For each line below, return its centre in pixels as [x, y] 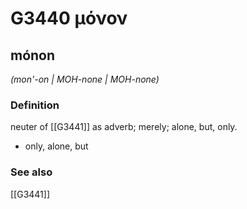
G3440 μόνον [69, 18]
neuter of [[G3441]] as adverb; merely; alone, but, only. [124, 127]
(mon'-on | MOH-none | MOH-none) [85, 79]
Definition [35, 105]
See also [31, 172]
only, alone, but [56, 146]
